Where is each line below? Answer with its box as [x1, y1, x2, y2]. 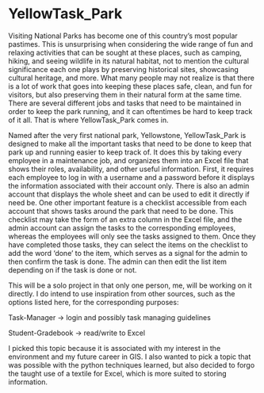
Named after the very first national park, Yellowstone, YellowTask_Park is [8, 130, 247, 139]
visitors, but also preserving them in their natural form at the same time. [8, 90, 242, 99]
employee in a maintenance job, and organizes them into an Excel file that [8, 155, 249, 165]
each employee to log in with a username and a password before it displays [8, 172, 255, 182]
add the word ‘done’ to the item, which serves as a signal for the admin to [8, 248, 248, 258]
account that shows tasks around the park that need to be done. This [8, 206, 234, 216]
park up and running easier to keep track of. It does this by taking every [8, 147, 242, 157]
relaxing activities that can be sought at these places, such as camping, [8, 48, 242, 57]
